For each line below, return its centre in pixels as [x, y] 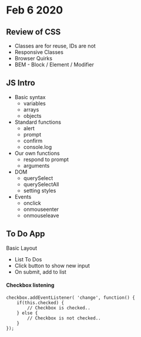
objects [32, 115]
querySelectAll [41, 184]
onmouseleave [41, 215]
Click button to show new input [52, 265]
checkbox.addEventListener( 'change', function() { [70, 297]
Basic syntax [30, 97]
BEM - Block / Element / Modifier [54, 64]
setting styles [40, 190]
